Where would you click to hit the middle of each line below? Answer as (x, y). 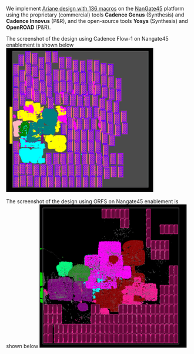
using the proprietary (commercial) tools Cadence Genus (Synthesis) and (95, 15)
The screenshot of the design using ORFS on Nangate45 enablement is (92, 201)
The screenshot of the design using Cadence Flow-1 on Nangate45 (87, 39)
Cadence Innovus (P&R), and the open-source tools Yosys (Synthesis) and (97, 21)
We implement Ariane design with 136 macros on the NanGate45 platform (95, 9)
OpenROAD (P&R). (29, 27)
